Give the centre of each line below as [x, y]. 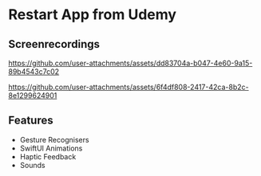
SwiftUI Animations [51, 148]
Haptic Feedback [48, 156]
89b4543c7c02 [34, 72]
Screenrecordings [54, 44]
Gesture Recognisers [54, 139]
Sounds [32, 165]
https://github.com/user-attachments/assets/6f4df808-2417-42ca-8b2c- [129, 87]
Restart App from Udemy [93, 15]
